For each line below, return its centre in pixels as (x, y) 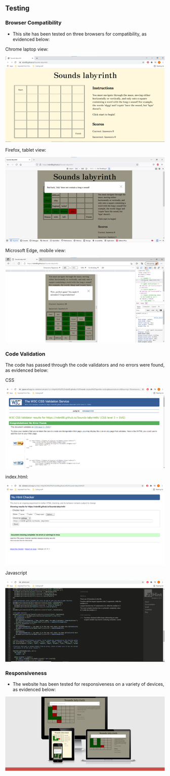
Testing (17, 8)
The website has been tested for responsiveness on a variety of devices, (88, 684)
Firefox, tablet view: (26, 150)
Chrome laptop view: (27, 49)
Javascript (16, 573)
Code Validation (25, 354)
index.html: (17, 477)
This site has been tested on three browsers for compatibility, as (79, 34)
